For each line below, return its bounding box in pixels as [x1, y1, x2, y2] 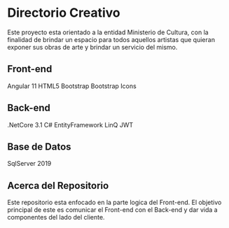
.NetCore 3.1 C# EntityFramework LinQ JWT [7, 120, 134, 129]
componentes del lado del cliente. [7, 213, 105, 222]
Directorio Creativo [7, 5, 120, 21]
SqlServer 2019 [7, 159, 52, 168]
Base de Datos [7, 141, 71, 152]
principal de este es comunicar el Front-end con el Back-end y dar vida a [7, 206, 218, 214]
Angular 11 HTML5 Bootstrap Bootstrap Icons [7, 82, 137, 90]
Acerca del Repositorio [7, 180, 109, 192]
